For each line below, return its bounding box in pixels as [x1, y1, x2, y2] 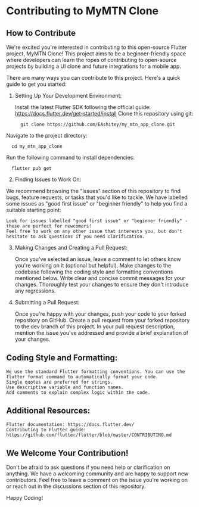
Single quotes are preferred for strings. [6, 379, 113, 385]
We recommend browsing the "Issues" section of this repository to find [6, 188, 181, 194]
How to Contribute [6, 28, 76, 38]
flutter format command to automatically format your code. [6, 374, 159, 380]
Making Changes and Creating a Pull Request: [14, 244, 128, 251]
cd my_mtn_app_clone [11, 144, 63, 150]
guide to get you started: [6, 80, 67, 88]
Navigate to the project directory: [6, 132, 88, 139]
